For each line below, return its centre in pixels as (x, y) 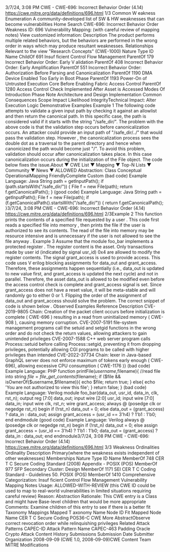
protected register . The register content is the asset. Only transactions (79, 247)
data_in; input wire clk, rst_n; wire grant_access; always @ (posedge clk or (83, 404)
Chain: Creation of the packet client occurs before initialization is (97, 312)
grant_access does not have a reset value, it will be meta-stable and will (80, 290)
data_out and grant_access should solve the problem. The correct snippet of (85, 301)
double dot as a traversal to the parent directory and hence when (73, 143)
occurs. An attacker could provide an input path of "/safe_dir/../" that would (84, 132)
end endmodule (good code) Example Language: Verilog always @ (75, 420)
